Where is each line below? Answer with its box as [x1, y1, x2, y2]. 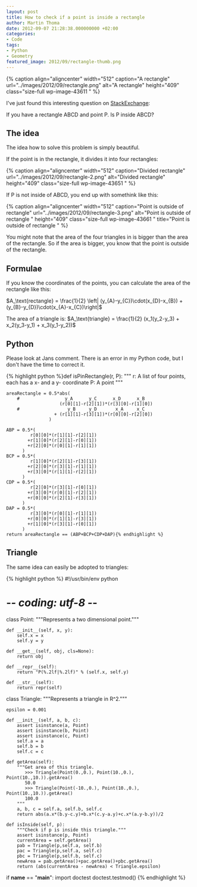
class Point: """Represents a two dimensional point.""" [6, 615, 139, 623]
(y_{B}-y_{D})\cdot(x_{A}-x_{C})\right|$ [6, 304, 102, 311]
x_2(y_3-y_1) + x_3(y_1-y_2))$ [6, 322, 76, 329]
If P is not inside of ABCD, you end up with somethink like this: [6, 192, 159, 199]
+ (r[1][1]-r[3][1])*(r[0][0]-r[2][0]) [54, 411, 153, 417]
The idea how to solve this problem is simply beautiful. [6, 144, 140, 151]
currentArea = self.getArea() [17, 837, 92, 843]
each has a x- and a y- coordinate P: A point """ [6, 378, 123, 386]
